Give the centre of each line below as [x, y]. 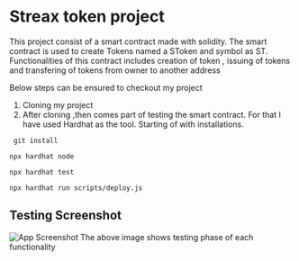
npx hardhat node [42, 156]
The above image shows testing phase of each [167, 237]
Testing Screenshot [65, 216]
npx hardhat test [42, 172]
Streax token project [87, 17]
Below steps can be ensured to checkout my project [106, 87]
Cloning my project [58, 104]
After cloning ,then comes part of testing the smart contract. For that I [152, 114]
